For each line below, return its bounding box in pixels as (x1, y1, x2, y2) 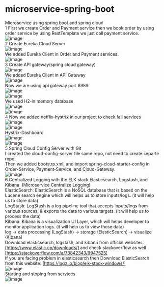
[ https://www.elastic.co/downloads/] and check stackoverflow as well (5, 245, 146, 251)
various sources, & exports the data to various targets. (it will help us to (5, 208, 149, 214)
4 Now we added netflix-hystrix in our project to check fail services (5, 114, 141, 120)
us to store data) (5, 197, 38, 203)
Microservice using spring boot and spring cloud (5, 20, 104, 26)
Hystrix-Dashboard (5, 129, 44, 135)
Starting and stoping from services (5, 271, 76, 277)
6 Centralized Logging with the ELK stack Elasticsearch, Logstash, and (5, 176, 148, 183)
